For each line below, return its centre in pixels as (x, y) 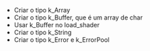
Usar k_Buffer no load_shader (57, 25)
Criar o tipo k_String (43, 32)
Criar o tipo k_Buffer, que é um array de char (78, 17)
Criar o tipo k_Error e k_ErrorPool (62, 40)
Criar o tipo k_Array (42, 10)
